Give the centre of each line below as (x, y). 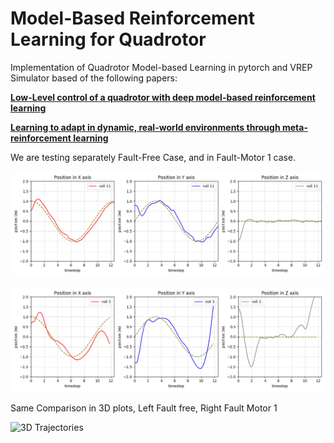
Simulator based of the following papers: (94, 78)
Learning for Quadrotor (108, 39)
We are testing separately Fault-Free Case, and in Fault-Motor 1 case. (153, 157)
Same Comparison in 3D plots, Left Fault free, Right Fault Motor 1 (144, 408)
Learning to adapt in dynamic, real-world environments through (145, 127)
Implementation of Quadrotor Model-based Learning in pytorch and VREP (161, 67)
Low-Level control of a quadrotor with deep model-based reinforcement (163, 97)
